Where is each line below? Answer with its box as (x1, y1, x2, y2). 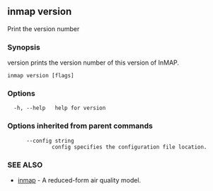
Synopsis (7, 42, 40, 52)
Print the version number (7, 24, 80, 33)
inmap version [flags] (7, 72, 74, 80)
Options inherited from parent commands (7, 121, 154, 131)
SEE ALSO (7, 160, 43, 170)
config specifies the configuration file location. (52, 143, 207, 151)
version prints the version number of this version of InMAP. (7, 58, 179, 67)
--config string (25, 137, 74, 144)
